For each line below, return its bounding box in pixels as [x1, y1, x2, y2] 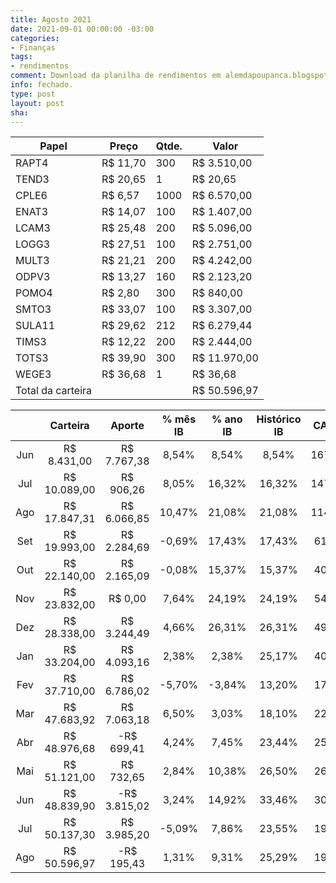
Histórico [256, 412, 302, 426]
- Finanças [10, 42, 56, 53]
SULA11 [15, 319, 56, 333]
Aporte [110, 419, 145, 433]
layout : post [10, 98, 65, 108]
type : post [10, 89, 56, 99]
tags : [10, 52, 33, 62]
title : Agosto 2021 [10, 14, 92, 25]
